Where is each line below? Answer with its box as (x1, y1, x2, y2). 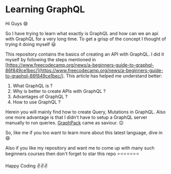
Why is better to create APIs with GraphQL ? (12, 88, 106, 94)
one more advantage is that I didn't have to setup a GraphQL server (5, 114, 147, 120)
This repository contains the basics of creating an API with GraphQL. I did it (5, 51, 164, 57)
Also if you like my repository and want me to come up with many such (5, 144, 155, 151)
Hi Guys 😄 (5, 20, 28, 27)
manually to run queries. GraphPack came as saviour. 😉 (5, 119, 124, 126)
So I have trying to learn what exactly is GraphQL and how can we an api (5, 30, 159, 36)
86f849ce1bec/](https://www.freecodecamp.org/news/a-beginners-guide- (5, 67, 164, 73)
